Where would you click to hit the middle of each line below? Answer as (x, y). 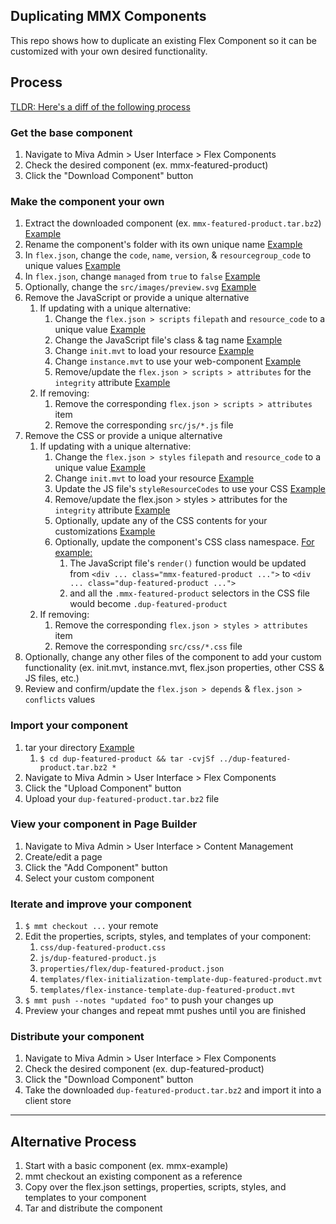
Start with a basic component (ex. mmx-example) (126, 1166)
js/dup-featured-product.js (98, 959)
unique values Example (72, 266)
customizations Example (105, 531)
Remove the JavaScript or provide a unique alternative (137, 298)
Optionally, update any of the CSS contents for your (161, 521)
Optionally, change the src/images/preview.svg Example (140, 287)
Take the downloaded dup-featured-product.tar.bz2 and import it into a (173, 1090)
